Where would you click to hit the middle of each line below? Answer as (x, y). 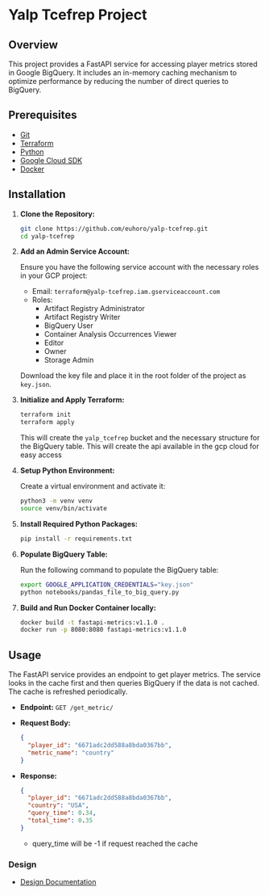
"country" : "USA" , (58, 805)
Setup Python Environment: (67, 471)
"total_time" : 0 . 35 (60, 821)
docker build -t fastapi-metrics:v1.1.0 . (92, 622)
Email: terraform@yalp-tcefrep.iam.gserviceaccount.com (126, 292)
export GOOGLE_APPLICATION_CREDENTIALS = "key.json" (107, 584)
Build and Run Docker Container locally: (88, 607)
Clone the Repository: (57, 214)
